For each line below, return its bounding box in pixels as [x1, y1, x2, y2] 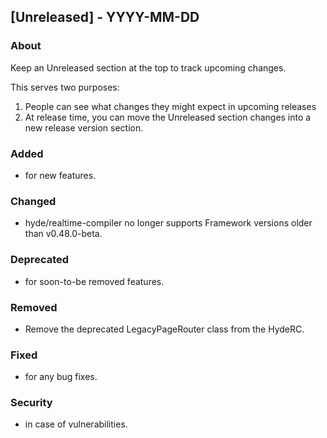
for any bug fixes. [24, 371, 98, 383]
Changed [10, 194, 57, 208]
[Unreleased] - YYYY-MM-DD [10, 9, 200, 26]
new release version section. [24, 121, 144, 134]
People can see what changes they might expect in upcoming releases [24, 100, 317, 112]
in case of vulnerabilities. [24, 418, 128, 430]
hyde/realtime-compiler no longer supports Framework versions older [24, 217, 313, 229]
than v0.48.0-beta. [24, 228, 103, 240]
